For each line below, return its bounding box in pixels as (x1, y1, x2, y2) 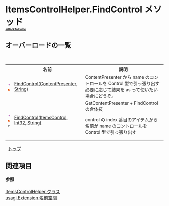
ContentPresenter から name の (84, 74, 150, 80)
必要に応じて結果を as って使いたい (84, 86, 158, 92)
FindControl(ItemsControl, (14, 114, 68, 120)
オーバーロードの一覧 (5, 41, 71, 49)
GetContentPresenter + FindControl (84, 100, 158, 106)
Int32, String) (14, 120, 42, 126)
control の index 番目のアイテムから (84, 117, 158, 122)
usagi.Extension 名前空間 (5, 195, 57, 201)
